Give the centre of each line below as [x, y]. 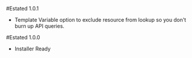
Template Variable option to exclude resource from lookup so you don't [100, 20]
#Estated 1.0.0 [23, 37]
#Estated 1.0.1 [23, 8]
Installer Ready [32, 49]
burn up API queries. [39, 26]
